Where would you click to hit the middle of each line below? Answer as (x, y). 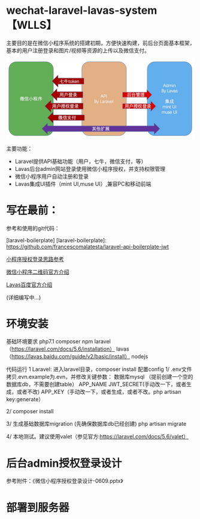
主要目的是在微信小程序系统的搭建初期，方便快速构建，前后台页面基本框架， (101, 43)
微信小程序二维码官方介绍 (38, 272)
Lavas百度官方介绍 (29, 284)
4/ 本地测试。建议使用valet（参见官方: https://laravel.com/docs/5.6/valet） (97, 437)
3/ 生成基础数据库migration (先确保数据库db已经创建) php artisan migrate (96, 424)
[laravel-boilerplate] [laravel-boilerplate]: (56, 240)
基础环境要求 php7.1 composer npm (50, 342)
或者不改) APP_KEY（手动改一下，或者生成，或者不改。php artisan (99, 392)
